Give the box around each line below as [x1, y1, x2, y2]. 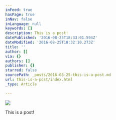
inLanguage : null [5, 21, 42, 26]
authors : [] [5, 58, 30, 63]
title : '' [5, 44, 26, 49]
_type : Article [5, 81, 37, 86]
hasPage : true [5, 12, 35, 17]
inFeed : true [5, 7, 33, 12]
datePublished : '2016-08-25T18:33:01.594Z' [5, 35, 98, 40]
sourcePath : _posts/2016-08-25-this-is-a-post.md [5, 72, 111, 77]
